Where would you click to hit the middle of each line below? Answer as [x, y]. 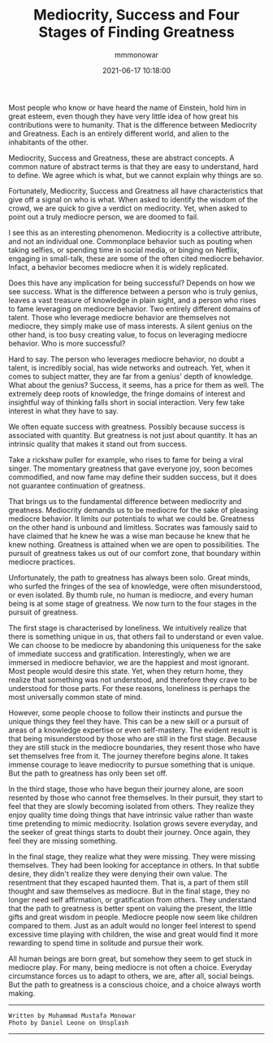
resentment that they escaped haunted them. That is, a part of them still [129, 882]
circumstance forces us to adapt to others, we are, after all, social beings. [131, 976]
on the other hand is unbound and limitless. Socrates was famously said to [133, 527]
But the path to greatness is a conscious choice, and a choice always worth [135, 984]
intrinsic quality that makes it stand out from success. [98, 444]
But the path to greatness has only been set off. [88, 773]
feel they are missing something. [63, 841]
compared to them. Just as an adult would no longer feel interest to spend [132, 925]
